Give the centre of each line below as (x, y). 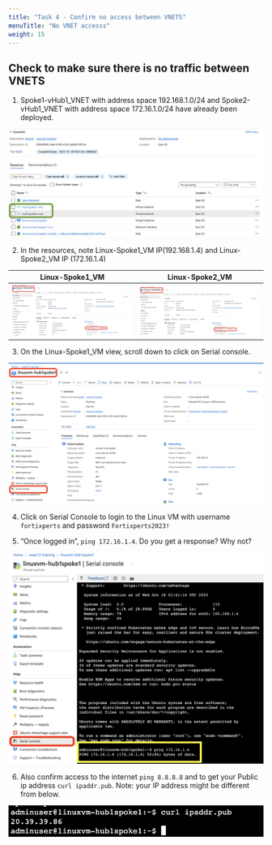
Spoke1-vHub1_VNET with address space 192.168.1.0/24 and (120, 101)
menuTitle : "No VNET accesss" (59, 26)
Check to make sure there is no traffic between (129, 68)
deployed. (37, 118)
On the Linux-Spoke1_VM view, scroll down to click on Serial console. (135, 352)
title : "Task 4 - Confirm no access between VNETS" (97, 17)
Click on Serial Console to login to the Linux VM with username (125, 517)
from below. (40, 794)
